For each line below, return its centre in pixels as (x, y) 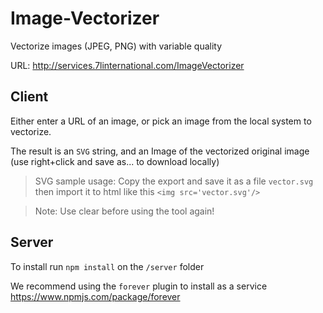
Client (29, 97)
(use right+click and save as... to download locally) (115, 161)
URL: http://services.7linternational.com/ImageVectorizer (127, 65)
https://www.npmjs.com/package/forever (95, 296)
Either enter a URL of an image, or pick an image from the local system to (161, 121)
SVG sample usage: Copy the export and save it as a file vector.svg (174, 181)
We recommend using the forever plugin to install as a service (139, 286)
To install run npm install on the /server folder (107, 266)
